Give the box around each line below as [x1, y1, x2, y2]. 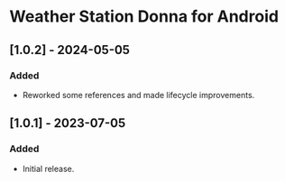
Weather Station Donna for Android [9, 6, 280, 27]
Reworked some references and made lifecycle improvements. [22, 89, 255, 100]
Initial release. [22, 163, 75, 174]
